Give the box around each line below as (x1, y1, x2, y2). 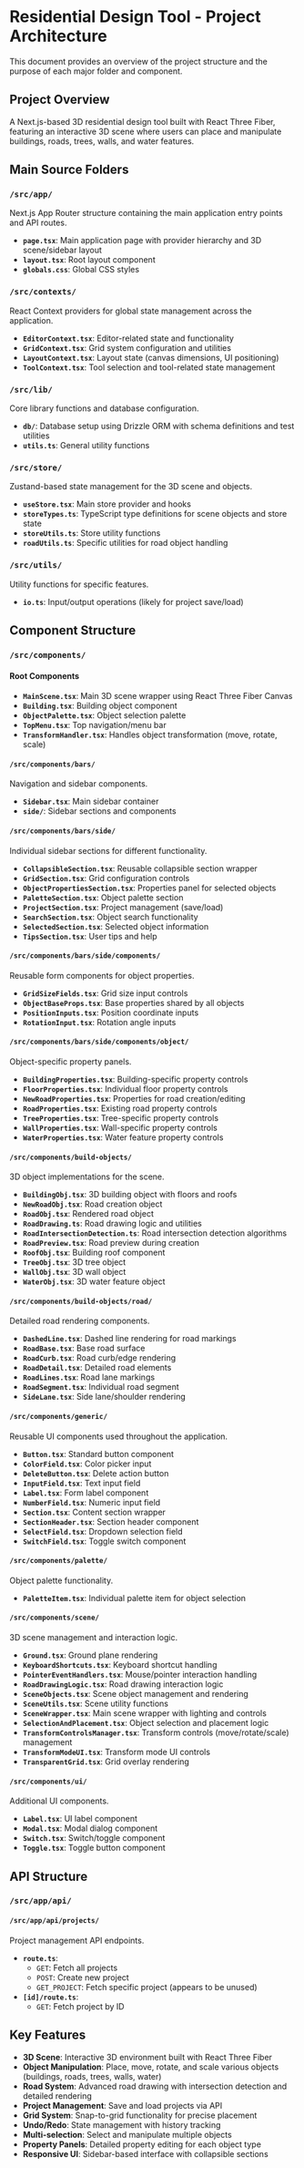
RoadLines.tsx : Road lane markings (22, 1372, 156, 1382)
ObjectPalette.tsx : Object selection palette (22, 710, 187, 721)
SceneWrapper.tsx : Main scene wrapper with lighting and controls (22, 1707, 267, 1719)
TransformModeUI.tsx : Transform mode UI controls (22, 1746, 211, 1757)
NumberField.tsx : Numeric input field (22, 1496, 161, 1507)
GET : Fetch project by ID (35, 2000, 125, 2011)
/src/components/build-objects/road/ (9, 1297, 153, 1306)
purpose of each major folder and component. (9, 66, 183, 77)
